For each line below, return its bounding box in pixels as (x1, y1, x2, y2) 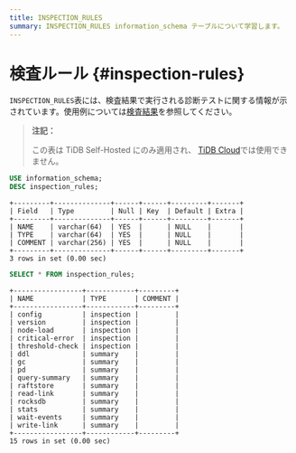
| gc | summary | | (9, 358, 180, 367)
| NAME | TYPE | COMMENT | (9, 295, 180, 304)
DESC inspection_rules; (9, 183, 99, 192)
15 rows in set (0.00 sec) (9, 437, 111, 446)
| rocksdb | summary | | (9, 397, 180, 407)
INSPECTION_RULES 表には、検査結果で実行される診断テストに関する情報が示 (9, 95, 288, 106)
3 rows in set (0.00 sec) (9, 254, 106, 263)
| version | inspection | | (9, 318, 180, 327)
